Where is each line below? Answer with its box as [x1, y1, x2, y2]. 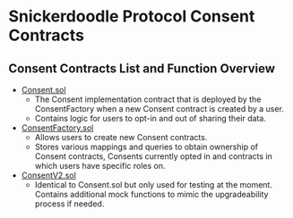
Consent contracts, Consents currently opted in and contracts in [34, 151, 272, 162]
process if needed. [34, 198, 105, 209]
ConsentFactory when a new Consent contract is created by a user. [34, 104, 284, 113]
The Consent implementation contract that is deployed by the [34, 94, 262, 105]
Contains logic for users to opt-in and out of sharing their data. [34, 113, 266, 123]
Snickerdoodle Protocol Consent [8, 6, 255, 27]
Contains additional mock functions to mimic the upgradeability [34, 189, 269, 199]
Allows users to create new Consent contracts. [34, 132, 208, 142]
